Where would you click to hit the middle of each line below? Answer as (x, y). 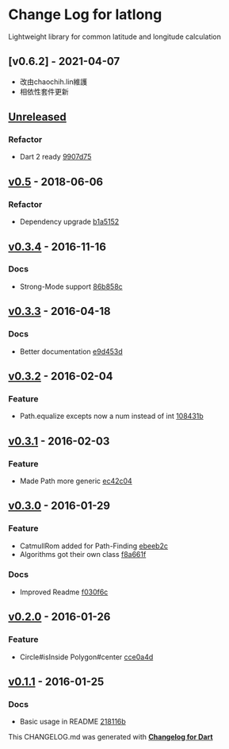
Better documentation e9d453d (71, 351)
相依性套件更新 (44, 91)
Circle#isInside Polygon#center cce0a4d (86, 657)
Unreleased (38, 117)
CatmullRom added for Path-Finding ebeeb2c (94, 546)
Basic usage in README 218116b (73, 722)
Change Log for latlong (85, 15)
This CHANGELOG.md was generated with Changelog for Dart (111, 737)
